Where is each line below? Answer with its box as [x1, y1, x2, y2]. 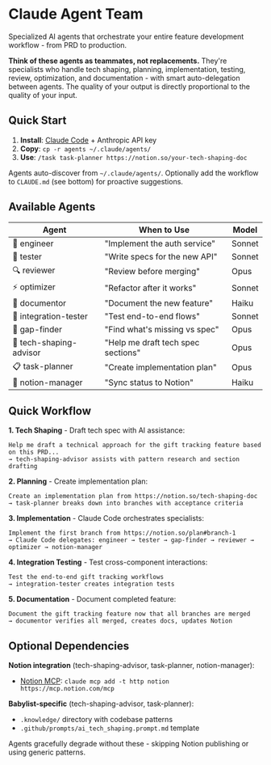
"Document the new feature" [104, 297, 214, 308]
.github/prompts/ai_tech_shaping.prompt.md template [19, 723, 200, 733]
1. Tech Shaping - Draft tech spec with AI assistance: [8, 425, 186, 435]
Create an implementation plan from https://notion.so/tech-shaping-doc [8, 492, 258, 501]
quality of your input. [8, 90, 78, 99]
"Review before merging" [104, 266, 200, 277]
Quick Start [8, 114, 67, 128]
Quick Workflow [8, 404, 91, 417]
